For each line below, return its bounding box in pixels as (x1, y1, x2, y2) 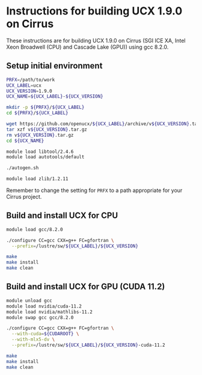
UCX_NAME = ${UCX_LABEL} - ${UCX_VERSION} (6, 93, 103, 100)
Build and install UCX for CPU (6, 211, 118, 221)
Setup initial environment (6, 61, 103, 71)
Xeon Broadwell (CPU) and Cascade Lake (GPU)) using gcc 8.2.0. (6, 43, 169, 51)
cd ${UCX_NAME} (6, 137, 44, 144)
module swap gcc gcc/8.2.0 (6, 314, 74, 320)
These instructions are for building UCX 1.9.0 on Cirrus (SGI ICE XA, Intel (6, 37, 186, 44)
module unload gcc (6, 297, 52, 303)
